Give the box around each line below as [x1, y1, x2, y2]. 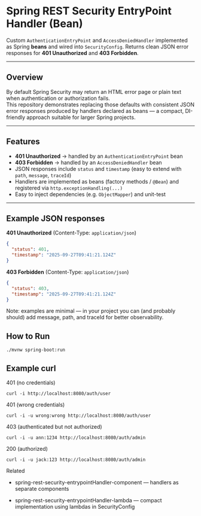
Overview [6, 72, 44, 83]
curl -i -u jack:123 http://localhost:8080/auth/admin [6, 457, 146, 463]
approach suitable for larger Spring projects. [26, 114, 136, 121]
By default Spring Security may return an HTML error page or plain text [6, 88, 181, 95]
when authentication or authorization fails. [6, 94, 111, 102]
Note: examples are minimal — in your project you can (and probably [6, 307, 176, 315]
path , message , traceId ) [14, 172, 72, 179]
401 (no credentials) [6, 379, 56, 386]
